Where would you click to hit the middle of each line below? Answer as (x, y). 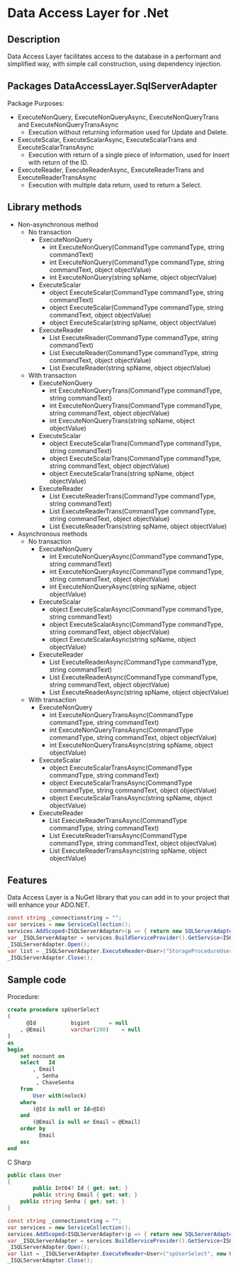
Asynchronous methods (52, 533)
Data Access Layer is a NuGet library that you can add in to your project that (119, 898)
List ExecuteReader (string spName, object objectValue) (130, 368)
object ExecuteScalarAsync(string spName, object (123, 639)
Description (34, 39)
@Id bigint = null (77, 1023)
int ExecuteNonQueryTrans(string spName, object (122, 420)
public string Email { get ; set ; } (85, 1195)
